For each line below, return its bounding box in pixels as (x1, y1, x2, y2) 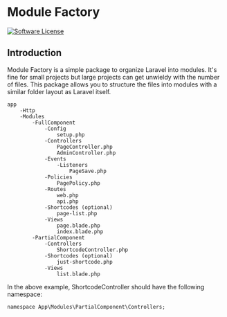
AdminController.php (56, 150, 116, 156)
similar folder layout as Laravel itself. (7, 87, 111, 96)
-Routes (44, 185, 67, 192)
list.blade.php (56, 271, 100, 278)
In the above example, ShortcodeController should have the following (7, 282, 205, 291)
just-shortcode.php (56, 258, 113, 265)
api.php (56, 198, 79, 205)
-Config (44, 125, 67, 132)
